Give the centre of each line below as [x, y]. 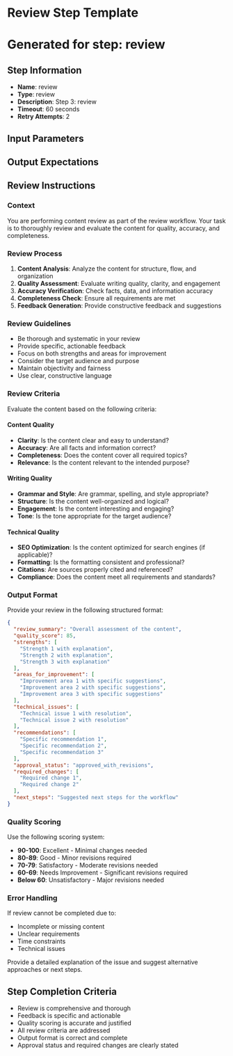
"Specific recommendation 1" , [64, 739]
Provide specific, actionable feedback [72, 346]
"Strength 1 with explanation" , [66, 648]
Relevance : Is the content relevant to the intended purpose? [103, 462]
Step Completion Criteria [62, 992]
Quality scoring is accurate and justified [74, 1023]
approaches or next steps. [45, 970]
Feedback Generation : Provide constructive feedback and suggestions [119, 305]
